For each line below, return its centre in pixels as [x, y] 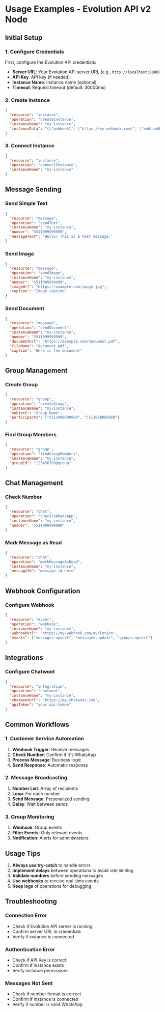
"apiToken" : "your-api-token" [40, 705]
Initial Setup [24, 38]
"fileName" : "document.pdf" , [39, 346]
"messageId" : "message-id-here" [43, 571]
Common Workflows [37, 725]
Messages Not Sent [29, 983]
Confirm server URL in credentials [46, 931]
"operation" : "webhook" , [35, 624]
